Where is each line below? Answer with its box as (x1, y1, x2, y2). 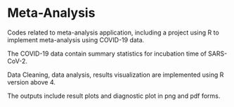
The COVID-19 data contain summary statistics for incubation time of (7, 49, 207, 58)
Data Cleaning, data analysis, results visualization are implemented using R (7, 70, 224, 79)
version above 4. (7, 77, 56, 86)
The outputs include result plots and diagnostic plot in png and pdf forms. (7, 92, 221, 100)
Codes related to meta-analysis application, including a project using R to (7, 28, 219, 37)
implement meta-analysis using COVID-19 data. (7, 35, 145, 44)
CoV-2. (7, 56, 28, 65)
